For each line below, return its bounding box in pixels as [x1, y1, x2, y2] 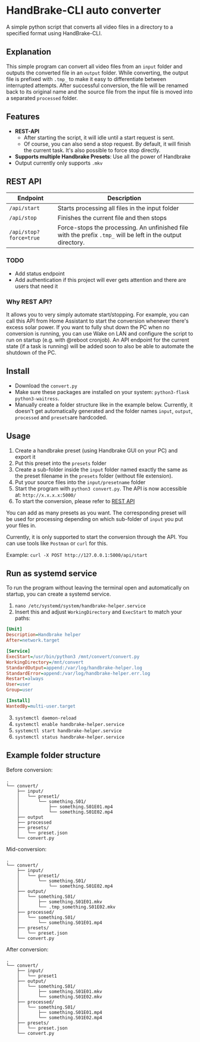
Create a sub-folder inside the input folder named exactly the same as [14, 466, 188, 473]
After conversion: [6, 945, 49, 953]
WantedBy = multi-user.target [6, 703, 76, 709]
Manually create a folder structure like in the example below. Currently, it [14, 401, 193, 408]
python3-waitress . [14, 395, 60, 402]
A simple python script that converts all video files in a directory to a [6, 23, 174, 30]
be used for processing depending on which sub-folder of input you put [6, 515, 183, 522]
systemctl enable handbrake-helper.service [14, 721, 125, 727]
